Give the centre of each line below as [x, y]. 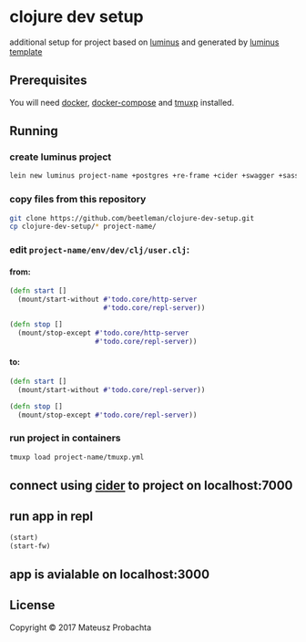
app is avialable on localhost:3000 [110, 574]
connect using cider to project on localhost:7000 [151, 486]
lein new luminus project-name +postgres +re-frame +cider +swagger [142, 176]
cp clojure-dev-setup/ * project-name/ [83, 227]
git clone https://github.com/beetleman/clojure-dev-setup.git [132, 218]
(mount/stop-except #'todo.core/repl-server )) [107, 415]
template [26, 51]
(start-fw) [30, 546]
